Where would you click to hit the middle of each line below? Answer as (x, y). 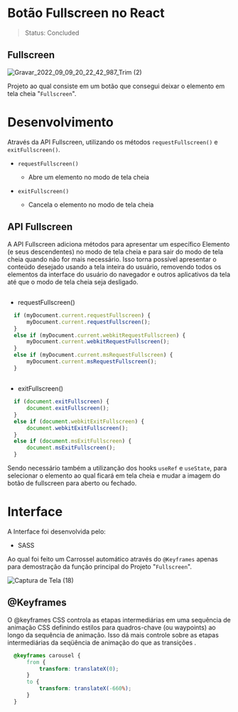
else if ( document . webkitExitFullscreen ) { (79, 421)
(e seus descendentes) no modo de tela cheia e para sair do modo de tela (115, 252)
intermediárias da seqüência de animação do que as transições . (102, 642)
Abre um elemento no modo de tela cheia (88, 177)
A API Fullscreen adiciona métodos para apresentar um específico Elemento (119, 244)
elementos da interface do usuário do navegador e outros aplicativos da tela (119, 274)
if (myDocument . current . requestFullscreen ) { (82, 315)
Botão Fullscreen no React (86, 13)
